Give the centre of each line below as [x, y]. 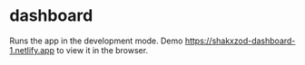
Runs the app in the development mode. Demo [96, 41]
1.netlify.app [32, 50]
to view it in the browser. [102, 50]
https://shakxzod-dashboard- [240, 41]
